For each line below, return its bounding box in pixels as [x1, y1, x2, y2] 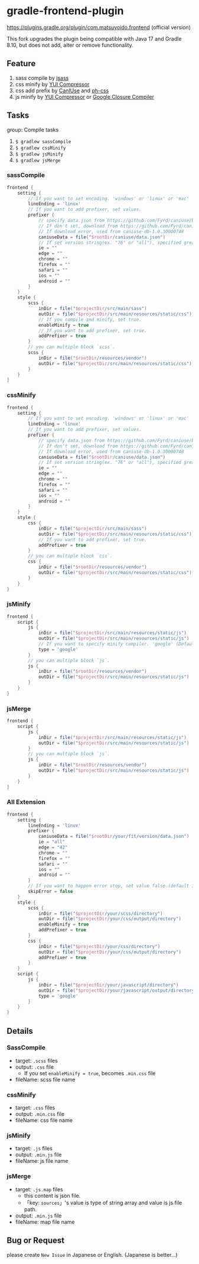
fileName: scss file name [15, 1076, 76, 1083]
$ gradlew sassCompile [15, 138, 71, 144]
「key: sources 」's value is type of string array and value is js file [24, 1199, 182, 1206]
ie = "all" [38, 839, 66, 845]
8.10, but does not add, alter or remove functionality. [6, 41, 133, 49]
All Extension [6, 798, 46, 806]
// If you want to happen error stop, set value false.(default [28, 883, 190, 889]
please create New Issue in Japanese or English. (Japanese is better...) [6, 1251, 178, 1258]
